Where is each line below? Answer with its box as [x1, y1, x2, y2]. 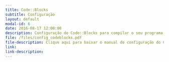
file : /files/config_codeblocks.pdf [5, 35, 82, 40]
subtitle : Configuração [5, 12, 55, 17]
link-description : [5, 49, 44, 54]
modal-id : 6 [5, 21, 30, 26]
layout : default [5, 16, 39, 21]
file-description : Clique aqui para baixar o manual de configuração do [5, 40, 161, 45]
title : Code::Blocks [5, 7, 49, 12]
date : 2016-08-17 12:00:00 [5, 26, 62, 31]
